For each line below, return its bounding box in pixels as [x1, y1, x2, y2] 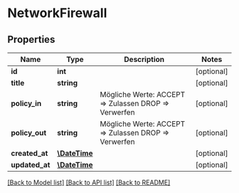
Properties [7, 33, 55, 46]
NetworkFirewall [7, 5, 107, 21]
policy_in [11, 98, 42, 108]
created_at [11, 148, 48, 158]
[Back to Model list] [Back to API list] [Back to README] [7, 178, 171, 187]
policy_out [11, 128, 47, 137]
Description [124, 55, 165, 64]
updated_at [11, 160, 51, 169]
